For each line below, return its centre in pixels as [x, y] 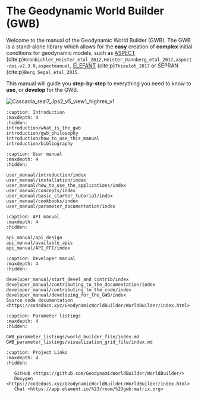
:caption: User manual [34, 154]
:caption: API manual [33, 217]
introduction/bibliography [40, 144]
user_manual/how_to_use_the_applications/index [66, 185]
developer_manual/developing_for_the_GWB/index [66, 295]
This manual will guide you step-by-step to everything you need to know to [99, 83]
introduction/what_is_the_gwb [44, 128]
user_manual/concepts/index [41, 190]
